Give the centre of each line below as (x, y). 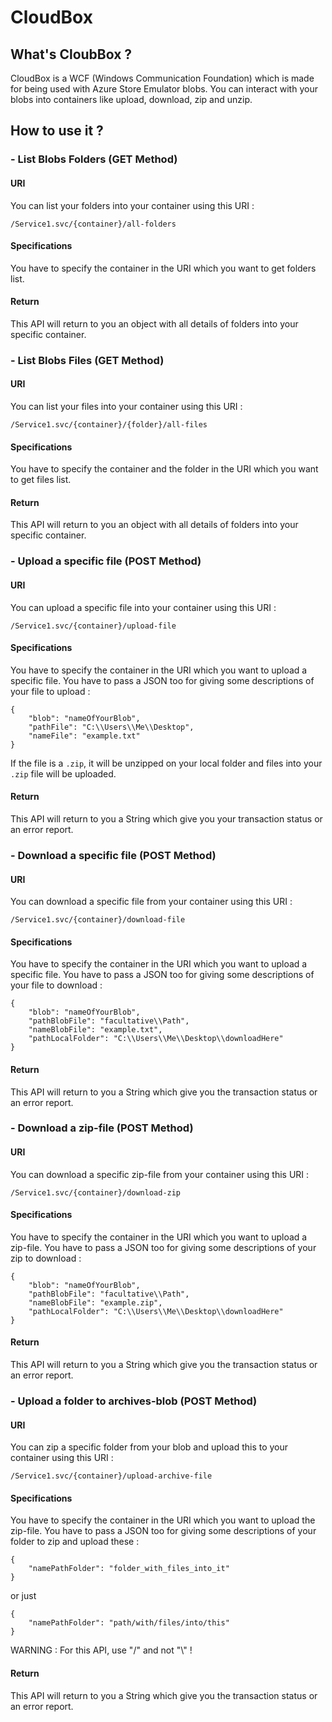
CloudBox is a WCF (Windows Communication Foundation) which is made (162, 78)
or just (23, 1596)
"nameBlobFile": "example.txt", (95, 1030)
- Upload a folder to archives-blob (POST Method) (134, 1401)
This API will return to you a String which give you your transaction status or (166, 818)
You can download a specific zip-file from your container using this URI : (160, 1174)
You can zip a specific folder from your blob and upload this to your (149, 1447)
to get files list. (41, 480)
